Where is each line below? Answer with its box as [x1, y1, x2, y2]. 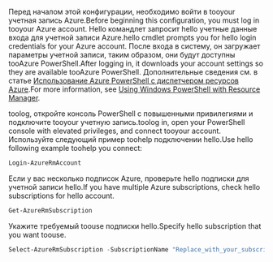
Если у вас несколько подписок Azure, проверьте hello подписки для [8, 174, 249, 183]
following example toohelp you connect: [8, 144, 142, 152]
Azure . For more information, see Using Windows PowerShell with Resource [8, 84, 261, 94]
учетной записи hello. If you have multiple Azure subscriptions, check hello [8, 182, 261, 191]
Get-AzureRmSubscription [8, 206, 93, 214]
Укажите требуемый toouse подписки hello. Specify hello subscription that [8, 221, 262, 230]
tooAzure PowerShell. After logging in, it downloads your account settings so [8, 58, 264, 68]
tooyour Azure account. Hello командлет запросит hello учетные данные [8, 24, 258, 33]
